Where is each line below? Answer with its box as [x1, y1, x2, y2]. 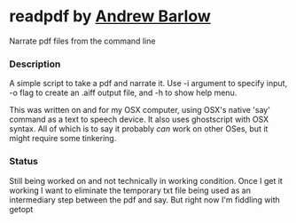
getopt [9, 203, 34, 214]
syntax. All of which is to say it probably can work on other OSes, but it [9, 123, 269, 134]
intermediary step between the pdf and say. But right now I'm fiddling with [9, 194, 281, 205]
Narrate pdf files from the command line [9, 36, 156, 46]
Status [9, 155, 38, 168]
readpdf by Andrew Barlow [9, 6, 211, 27]
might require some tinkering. [9, 133, 117, 144]
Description [9, 58, 61, 70]
